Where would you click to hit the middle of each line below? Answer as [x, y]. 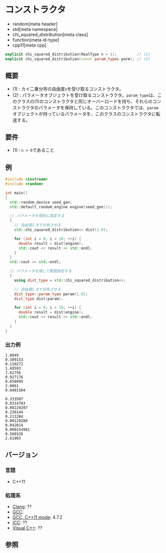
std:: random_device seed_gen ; [41, 202]
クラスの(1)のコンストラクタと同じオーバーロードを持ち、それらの [85, 101]
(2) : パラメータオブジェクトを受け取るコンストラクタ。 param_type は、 [85, 95]
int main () [16, 193]
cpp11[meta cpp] [29, 45]
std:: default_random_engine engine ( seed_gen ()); [61, 207]
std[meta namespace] [35, 29]
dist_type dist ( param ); [39, 299]
